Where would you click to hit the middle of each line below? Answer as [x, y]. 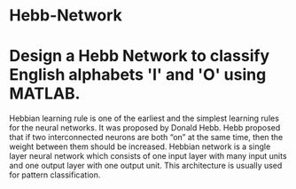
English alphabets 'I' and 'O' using [138, 75]
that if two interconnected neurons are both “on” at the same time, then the [146, 138]
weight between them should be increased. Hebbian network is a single [140, 146]
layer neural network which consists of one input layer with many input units [148, 156]
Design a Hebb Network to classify [140, 56]
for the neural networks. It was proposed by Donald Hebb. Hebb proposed [145, 128]
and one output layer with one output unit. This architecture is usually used [146, 166]
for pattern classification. [55, 175]
